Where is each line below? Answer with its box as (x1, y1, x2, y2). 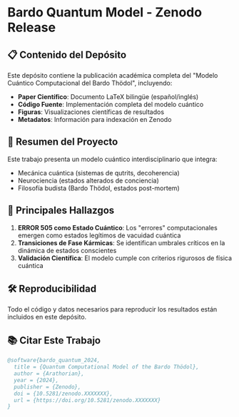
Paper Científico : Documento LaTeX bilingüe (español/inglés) (17, 93, 199, 101)
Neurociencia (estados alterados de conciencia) (17, 176, 159, 185)
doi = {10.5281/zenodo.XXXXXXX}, (14, 390, 113, 397)
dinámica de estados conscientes (17, 246, 117, 254)
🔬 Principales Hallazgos (7, 205, 115, 217)
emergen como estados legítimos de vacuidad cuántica (17, 231, 181, 240)
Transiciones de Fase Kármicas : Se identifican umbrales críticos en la (17, 238, 225, 247)
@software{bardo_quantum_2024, (7, 357, 101, 364)
